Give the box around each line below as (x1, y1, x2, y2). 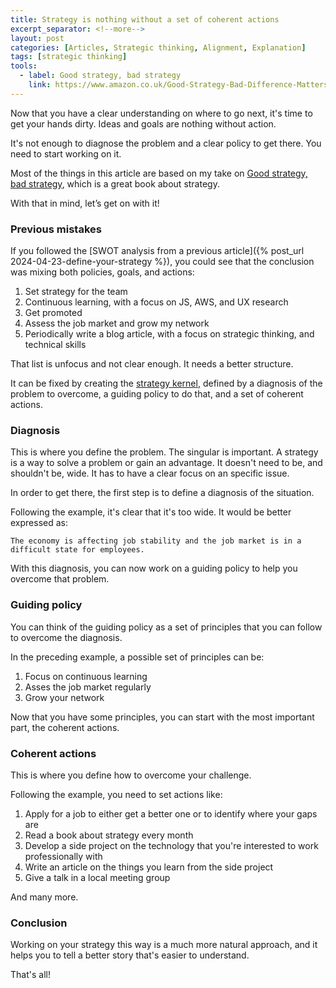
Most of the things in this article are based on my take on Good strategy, (10, 167, 308, 179)
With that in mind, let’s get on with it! (10, 197, 160, 209)
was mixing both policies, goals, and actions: (10, 266, 195, 278)
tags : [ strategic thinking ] (10, 52, 128, 62)
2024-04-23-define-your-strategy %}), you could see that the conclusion (10, 256, 315, 268)
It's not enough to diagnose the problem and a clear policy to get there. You (10, 137, 322, 149)
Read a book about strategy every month (24, 829, 194, 841)
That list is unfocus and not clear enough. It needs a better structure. (10, 358, 294, 370)
